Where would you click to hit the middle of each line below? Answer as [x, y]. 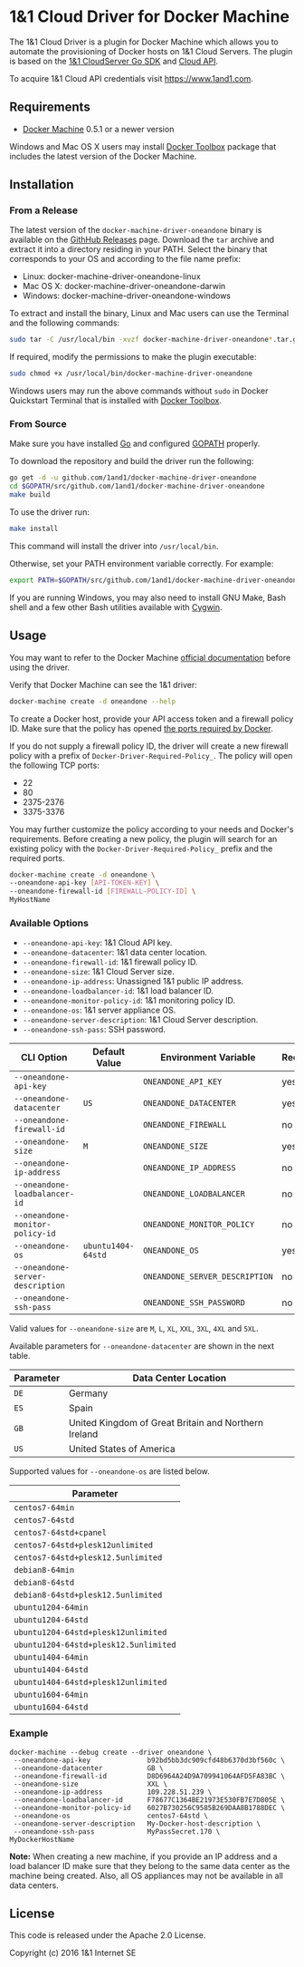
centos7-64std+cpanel [60, 1533]
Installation [42, 184]
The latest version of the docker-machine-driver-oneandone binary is [136, 230]
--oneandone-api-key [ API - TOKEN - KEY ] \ [85, 883]
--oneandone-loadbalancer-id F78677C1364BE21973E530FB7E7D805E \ [149, 1800]
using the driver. [40, 667]
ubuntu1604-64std [51, 1707]
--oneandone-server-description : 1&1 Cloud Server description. [140, 1020]
